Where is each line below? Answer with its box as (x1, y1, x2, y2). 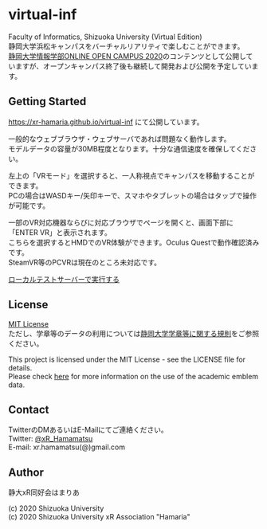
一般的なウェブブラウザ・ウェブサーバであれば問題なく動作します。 (8, 134, 231, 143)
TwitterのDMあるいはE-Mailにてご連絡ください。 (8, 425, 169, 435)
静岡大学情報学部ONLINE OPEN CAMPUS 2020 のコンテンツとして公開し (8, 51, 246, 61)
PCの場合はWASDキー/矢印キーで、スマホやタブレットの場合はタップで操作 (8, 190, 257, 200)
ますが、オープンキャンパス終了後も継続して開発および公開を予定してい (14, 61, 253, 71)
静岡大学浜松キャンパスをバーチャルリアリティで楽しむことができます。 (8, 41, 245, 51)
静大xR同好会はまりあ (8, 488, 80, 497)
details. (8, 362, 33, 372)
